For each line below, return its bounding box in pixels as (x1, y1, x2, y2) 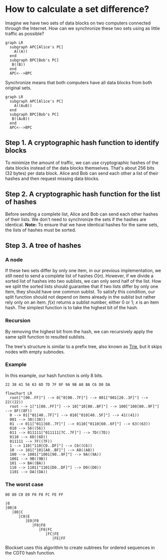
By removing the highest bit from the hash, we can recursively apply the (5, 328, 153, 335)
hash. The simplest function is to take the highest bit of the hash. (5, 305, 139, 311)
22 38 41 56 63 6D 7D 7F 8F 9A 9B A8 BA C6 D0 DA (5, 382, 111, 387)
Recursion (5, 317, 31, 324)
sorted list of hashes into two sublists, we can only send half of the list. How (5, 278, 162, 284)
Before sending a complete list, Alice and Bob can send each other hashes (5, 211, 159, 217)
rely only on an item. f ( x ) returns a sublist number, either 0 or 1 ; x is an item (5, 299, 159, 305)
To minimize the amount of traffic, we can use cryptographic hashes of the (5, 160, 159, 166)
